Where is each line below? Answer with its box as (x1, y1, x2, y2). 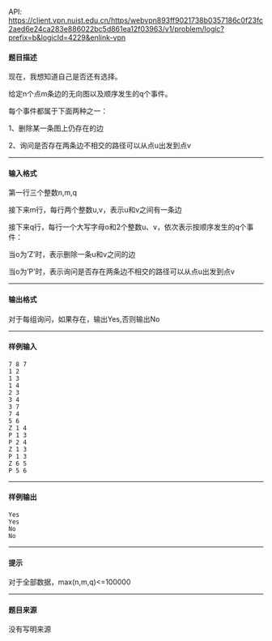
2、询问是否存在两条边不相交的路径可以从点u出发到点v (8, 141, 192, 151)
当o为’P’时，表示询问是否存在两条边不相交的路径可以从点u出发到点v (8, 267, 235, 276)
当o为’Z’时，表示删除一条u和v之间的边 (8, 250, 136, 259)
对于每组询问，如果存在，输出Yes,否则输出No (8, 314, 160, 323)
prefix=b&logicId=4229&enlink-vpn (8, 32, 126, 42)
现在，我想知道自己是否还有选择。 (8, 72, 122, 82)
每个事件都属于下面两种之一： (8, 106, 108, 116)
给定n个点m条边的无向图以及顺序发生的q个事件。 (8, 89, 172, 99)
